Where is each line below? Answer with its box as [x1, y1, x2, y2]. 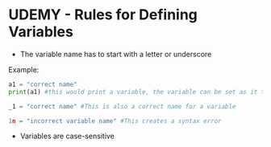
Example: [8, 64, 40, 74]
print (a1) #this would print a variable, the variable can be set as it [8, 88, 258, 96]
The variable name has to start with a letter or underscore [19, 49, 212, 59]
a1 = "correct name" [8, 80, 78, 88]
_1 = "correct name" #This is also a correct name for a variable [8, 102, 236, 110]
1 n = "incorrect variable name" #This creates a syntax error [8, 116, 222, 125]
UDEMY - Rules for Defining [8, 6, 198, 24]
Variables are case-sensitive [19, 131, 115, 141]
